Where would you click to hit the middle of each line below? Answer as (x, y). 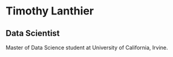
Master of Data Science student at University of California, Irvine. (87, 47)
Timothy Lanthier (50, 11)
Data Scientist (33, 33)
